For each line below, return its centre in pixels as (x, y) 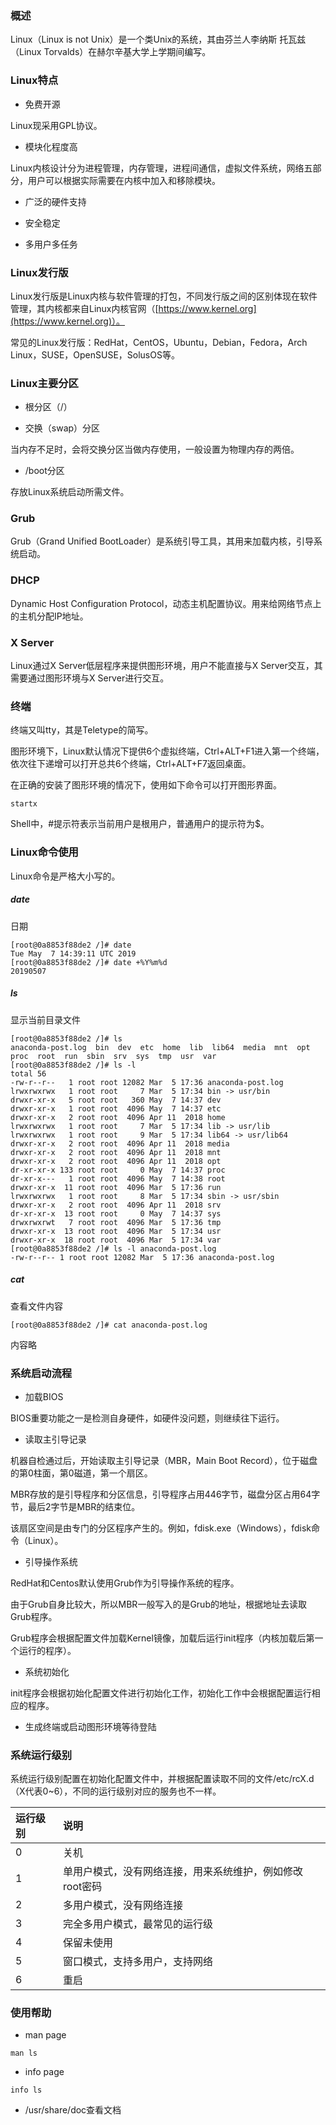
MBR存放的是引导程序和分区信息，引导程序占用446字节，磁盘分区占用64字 (165, 1494)
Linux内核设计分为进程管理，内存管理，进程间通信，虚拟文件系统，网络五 (161, 168)
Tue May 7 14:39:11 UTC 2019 (73, 953)
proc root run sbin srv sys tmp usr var (113, 1056)
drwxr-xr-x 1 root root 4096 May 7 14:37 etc (116, 1108)
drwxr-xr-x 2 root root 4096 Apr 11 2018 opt (116, 1161)
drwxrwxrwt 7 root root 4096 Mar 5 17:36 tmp (116, 1222)
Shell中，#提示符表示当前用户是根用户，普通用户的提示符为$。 (140, 824)
